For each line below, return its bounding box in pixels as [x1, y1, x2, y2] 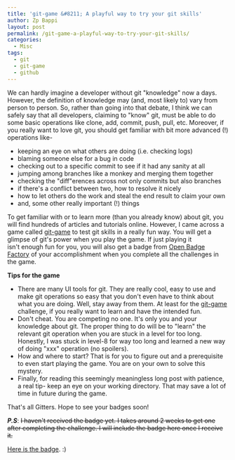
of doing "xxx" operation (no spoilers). [17, 344, 129, 353]
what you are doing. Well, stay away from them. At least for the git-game [17, 299, 227, 308]
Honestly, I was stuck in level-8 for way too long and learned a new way [17, 336, 226, 345]
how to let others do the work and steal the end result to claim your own [17, 191, 226, 200]
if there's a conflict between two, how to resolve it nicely [17, 184, 182, 192]
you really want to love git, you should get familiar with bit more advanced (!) [7, 126, 229, 134]
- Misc [13, 43, 33, 50]
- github [13, 69, 39, 76]
